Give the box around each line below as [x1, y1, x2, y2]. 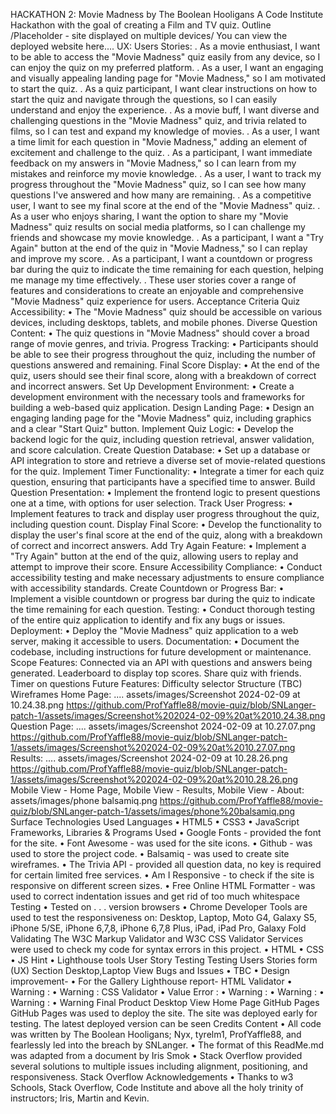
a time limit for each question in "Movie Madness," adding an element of [10, 136, 308, 148]
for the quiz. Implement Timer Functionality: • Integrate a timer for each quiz [10, 465, 325, 477]
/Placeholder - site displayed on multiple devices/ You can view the [10, 30, 288, 41]
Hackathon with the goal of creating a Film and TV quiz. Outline [10, 19, 272, 31]
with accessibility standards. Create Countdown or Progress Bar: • [10, 582, 285, 594]
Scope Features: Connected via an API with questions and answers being [10, 657, 313, 668]
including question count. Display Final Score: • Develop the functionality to [10, 519, 322, 530]
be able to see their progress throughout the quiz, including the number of [10, 349, 317, 360]
